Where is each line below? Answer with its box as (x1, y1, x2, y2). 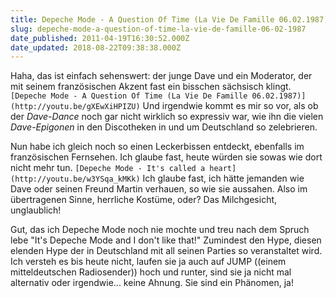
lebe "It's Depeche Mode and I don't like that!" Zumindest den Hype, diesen (10, 234, 322, 246)
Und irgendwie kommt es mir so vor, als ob (142, 100, 319, 112)
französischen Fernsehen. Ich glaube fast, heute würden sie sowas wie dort (10, 151, 323, 163)
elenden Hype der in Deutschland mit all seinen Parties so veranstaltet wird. (10, 245, 323, 257)
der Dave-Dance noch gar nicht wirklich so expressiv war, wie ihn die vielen (10, 111, 324, 123)
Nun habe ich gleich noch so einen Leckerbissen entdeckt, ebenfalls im (10, 141, 305, 153)
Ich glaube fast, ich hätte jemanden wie (142, 172, 305, 185)
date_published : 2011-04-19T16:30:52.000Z (10, 33, 190, 43)
